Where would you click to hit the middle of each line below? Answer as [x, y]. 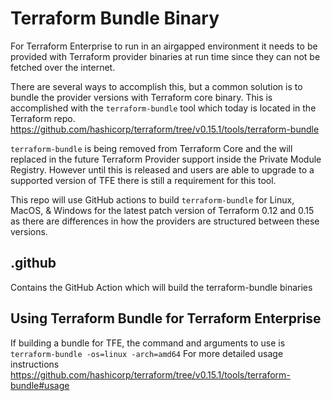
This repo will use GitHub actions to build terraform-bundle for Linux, [152, 199]
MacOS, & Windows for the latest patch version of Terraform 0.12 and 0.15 [162, 210]
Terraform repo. [43, 118]
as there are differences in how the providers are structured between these [165, 221]
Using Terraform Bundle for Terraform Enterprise [166, 318]
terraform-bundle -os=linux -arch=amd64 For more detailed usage [147, 353]
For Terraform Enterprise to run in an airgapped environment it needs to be [164, 46]
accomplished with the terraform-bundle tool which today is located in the [163, 108]
